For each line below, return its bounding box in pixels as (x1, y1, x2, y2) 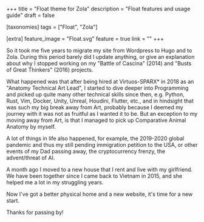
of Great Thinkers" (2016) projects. (6, 66, 93, 73)
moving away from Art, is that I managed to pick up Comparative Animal (6, 116, 186, 124)
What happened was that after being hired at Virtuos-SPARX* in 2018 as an (6, 78, 194, 85)
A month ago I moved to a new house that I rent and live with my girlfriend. (6, 166, 193, 173)
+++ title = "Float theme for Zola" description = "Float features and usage (6, 5, 191, 12)
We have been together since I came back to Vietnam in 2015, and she (6, 172, 183, 180)
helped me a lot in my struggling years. (6, 179, 104, 186)
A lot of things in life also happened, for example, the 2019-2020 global (6, 135, 185, 142)
